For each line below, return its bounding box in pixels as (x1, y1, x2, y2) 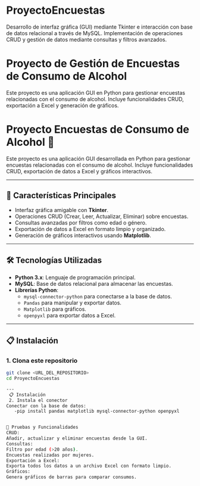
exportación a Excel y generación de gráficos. (6, 102, 119, 109)
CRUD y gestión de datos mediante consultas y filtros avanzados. (6, 36, 167, 43)
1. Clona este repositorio (6, 356, 78, 364)
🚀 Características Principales (6, 191, 116, 201)
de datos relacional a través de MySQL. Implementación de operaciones (6, 29, 183, 36)
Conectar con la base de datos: (6, 403, 86, 409)
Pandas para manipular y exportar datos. (23, 299, 122, 307)
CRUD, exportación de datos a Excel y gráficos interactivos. (6, 167, 153, 175)
